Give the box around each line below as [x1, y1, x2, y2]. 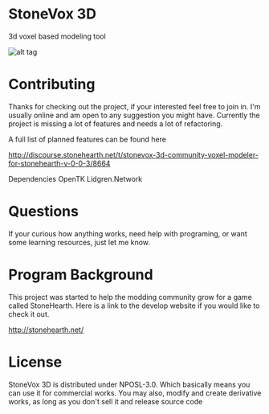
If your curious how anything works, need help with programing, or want [8, 228, 247, 238]
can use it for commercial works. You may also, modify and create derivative [8, 387, 262, 398]
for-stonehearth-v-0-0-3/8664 [8, 158, 111, 168]
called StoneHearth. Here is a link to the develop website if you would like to [8, 301, 260, 310]
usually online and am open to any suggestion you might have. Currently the [8, 110, 261, 120]
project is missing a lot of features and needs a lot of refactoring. [8, 118, 223, 129]
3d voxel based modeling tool [8, 31, 106, 41]
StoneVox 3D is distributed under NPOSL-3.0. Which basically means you [8, 379, 251, 389]
